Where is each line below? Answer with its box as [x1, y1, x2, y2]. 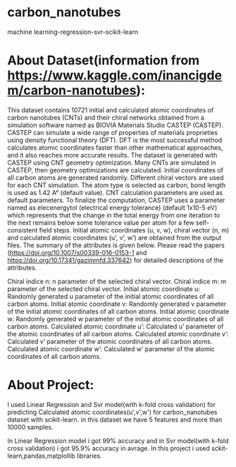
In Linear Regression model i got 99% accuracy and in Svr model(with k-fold [7, 436, 229, 445]
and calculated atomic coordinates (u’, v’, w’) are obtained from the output [7, 233, 222, 242]
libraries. [76, 451, 102, 460]
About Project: [7, 377, 94, 393]
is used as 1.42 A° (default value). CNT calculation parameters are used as [7, 188, 223, 196]
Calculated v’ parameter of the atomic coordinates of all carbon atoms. [7, 337, 213, 345]
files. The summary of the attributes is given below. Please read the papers [7, 241, 225, 249]
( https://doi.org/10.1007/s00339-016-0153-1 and [7, 248, 147, 256]
